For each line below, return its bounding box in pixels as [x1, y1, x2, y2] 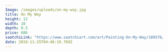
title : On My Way [5, 12, 41, 17]
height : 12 [5, 16, 28, 21]
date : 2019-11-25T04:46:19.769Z [5, 40, 72, 45]
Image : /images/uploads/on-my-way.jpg [5, 7, 86, 12]
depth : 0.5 [5, 26, 28, 31]
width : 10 [5, 21, 26, 26]
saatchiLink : [5, 35, 32, 40]
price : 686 [5, 30, 28, 35]
